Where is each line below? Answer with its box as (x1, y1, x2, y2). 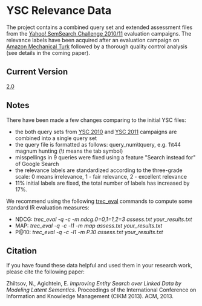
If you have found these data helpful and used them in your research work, (6, 262, 192, 269)
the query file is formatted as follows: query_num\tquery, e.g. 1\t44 (15, 141, 181, 148)
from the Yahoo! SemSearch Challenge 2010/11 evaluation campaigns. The (6, 30, 192, 37)
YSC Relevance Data (6, 4, 112, 18)
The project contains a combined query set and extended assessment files (6, 24, 193, 31)
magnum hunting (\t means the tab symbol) (15, 147, 123, 155)
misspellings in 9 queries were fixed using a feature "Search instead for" (15, 153, 196, 161)
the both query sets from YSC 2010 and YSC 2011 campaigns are (15, 128, 177, 135)
